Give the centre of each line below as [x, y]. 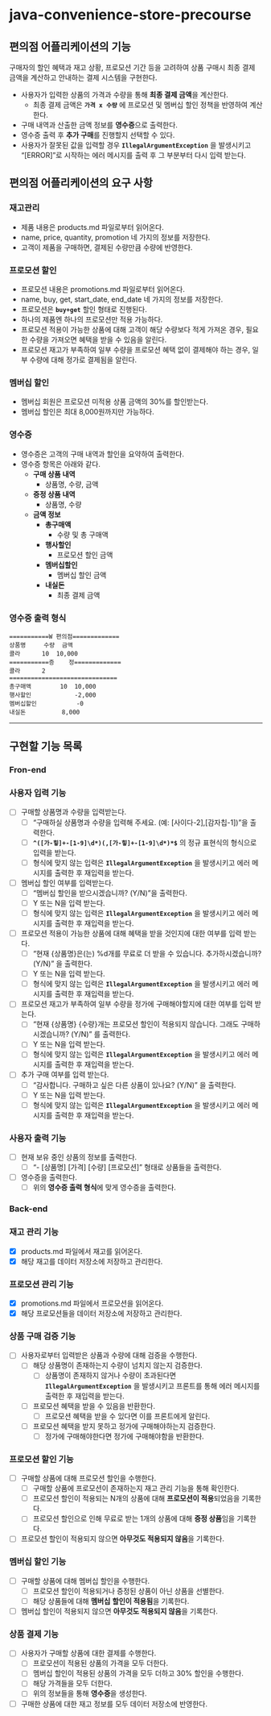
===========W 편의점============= [64, 636]
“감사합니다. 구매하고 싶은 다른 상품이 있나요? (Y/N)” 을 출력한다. [134, 1085]
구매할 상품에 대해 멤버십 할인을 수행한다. [85, 1581]
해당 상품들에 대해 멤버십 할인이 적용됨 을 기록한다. [111, 1601]
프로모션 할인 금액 [85, 555]
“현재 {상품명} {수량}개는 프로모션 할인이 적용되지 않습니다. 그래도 [136, 1024]
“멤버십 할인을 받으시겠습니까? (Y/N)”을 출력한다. [110, 893]
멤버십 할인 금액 [82, 575]
